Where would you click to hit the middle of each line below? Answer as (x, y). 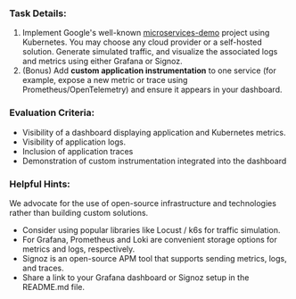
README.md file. (53, 287)
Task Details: (38, 13)
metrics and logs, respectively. (78, 249)
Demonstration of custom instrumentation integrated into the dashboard (154, 161)
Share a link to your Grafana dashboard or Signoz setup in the (136, 277)
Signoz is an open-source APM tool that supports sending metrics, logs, (154, 258)
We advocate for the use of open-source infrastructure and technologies (143, 203)
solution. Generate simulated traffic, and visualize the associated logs (150, 52)
